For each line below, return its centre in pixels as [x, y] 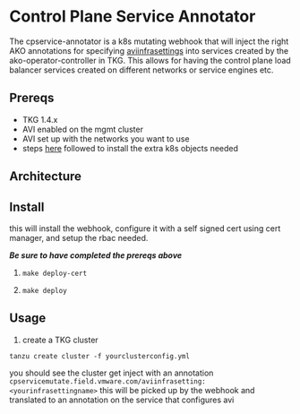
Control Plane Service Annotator [133, 17]
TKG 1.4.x [40, 119]
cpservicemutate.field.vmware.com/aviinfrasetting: [107, 381]
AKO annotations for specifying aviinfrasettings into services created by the [149, 50]
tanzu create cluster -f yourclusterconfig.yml [100, 356]
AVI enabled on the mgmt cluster [82, 129]
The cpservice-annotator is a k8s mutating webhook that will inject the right [149, 41]
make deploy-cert [55, 273]
